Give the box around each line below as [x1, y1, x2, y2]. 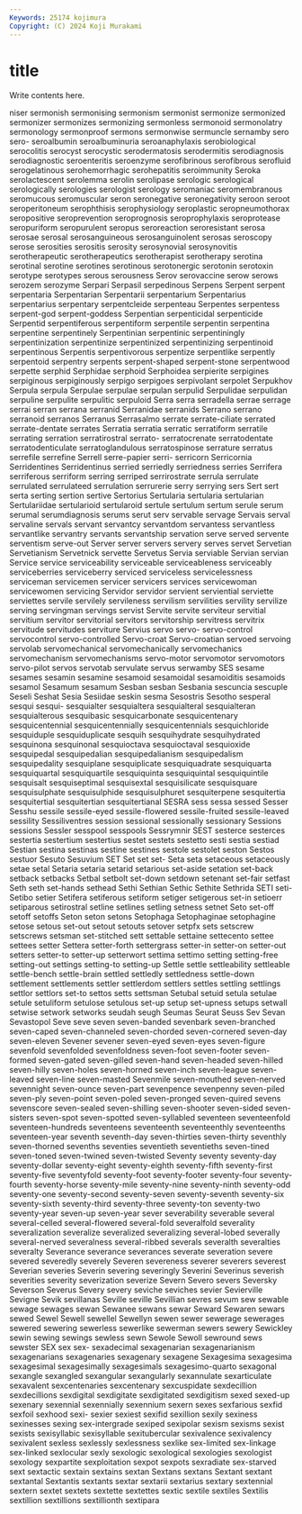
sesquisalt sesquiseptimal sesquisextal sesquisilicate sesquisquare [9, 777, 258, 788]
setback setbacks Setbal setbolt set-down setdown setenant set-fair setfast [9, 873, 290, 884]
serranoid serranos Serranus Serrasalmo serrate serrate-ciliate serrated [9, 413, 276, 424]
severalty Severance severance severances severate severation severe [9, 1247, 273, 1257]
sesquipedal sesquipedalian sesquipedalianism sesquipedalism [9, 748, 244, 759]
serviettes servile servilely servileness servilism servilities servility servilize [9, 595, 288, 606]
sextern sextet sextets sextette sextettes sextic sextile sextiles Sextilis [9, 1485, 269, 1496]
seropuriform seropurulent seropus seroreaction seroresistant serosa [9, 222, 266, 233]
